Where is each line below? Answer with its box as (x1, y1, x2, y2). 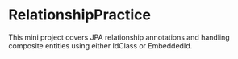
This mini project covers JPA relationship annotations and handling (8, 32, 230, 42)
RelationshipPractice (8, 6, 152, 24)
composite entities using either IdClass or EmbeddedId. (8, 40, 193, 50)
